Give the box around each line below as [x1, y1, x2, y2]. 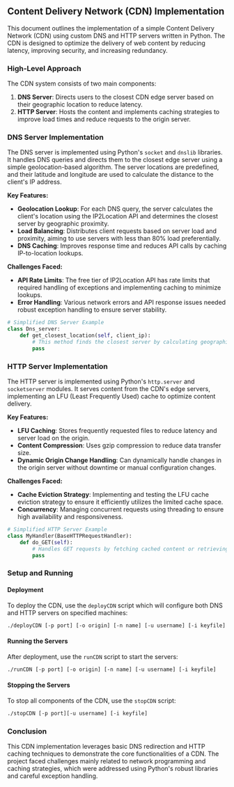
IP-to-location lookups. [17, 249, 84, 257]
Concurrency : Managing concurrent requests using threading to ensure [17, 505, 224, 514]
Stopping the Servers [7, 681, 71, 690]
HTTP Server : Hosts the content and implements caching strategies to [17, 108, 220, 116]
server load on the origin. [17, 434, 91, 443]
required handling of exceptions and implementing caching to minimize [17, 283, 221, 292]
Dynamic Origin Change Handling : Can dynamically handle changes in [17, 456, 221, 465]
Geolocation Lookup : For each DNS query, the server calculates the [17, 205, 214, 213]
